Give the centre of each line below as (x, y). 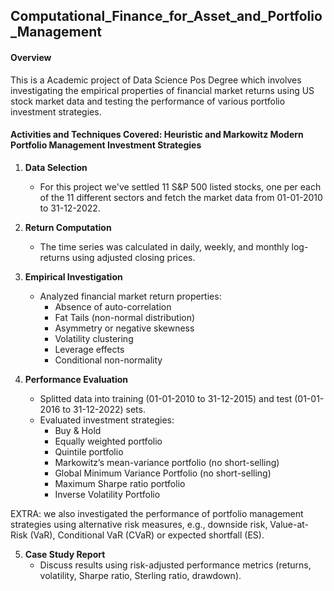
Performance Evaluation (76, 379)
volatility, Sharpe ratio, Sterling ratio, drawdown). (140, 575)
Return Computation (68, 227)
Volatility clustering (94, 338)
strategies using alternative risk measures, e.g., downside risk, (139, 524)
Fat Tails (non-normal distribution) (125, 317)
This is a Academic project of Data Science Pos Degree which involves (156, 80)
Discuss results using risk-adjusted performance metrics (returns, (175, 565)
